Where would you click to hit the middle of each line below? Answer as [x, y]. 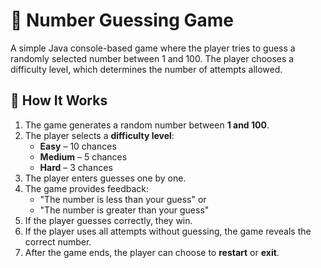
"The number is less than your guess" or [123, 199]
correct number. [58, 241]
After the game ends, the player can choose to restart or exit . [152, 252]
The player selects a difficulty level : [99, 135]
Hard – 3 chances [76, 167]
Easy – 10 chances [78, 146]
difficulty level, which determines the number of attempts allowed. [146, 69]
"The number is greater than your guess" [124, 210]
